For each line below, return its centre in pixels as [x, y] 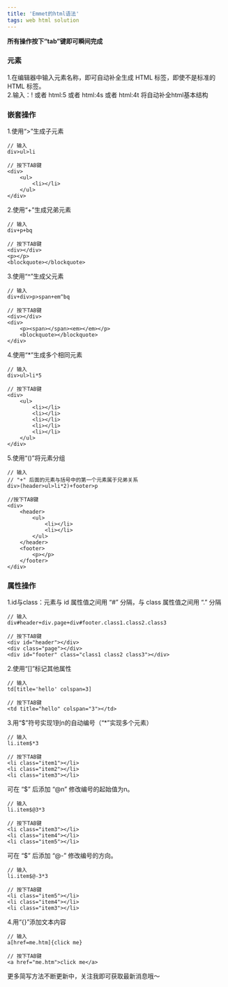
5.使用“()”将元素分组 [36, 458]
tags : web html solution [43, 20]
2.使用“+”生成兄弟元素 [39, 210]
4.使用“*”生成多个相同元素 [45, 355]
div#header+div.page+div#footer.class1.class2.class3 [87, 623]
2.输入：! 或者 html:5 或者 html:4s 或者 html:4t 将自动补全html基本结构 [108, 94]
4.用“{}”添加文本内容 [37, 922]
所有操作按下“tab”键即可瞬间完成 [55, 41]
